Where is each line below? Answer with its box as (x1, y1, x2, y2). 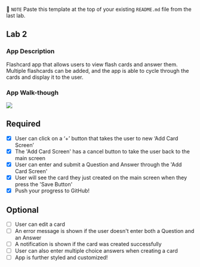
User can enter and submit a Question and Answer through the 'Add (14, 161, 182, 168)
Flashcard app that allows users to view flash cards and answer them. (6, 60, 178, 68)
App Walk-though (6, 88, 59, 97)
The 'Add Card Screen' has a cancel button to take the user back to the (14, 148, 190, 155)
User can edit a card (14, 220, 66, 228)
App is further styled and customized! (14, 254, 108, 261)
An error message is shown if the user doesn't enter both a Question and (14, 227, 195, 234)
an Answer (14, 234, 42, 241)
